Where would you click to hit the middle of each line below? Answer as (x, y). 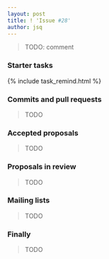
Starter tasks (30, 66)
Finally (19, 234)
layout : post (27, 14)
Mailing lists (29, 200)
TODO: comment (49, 47)
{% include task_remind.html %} (54, 81)
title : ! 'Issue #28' (39, 21)
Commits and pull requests (54, 99)
